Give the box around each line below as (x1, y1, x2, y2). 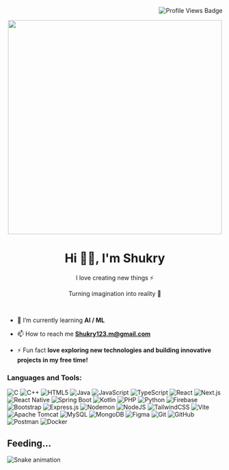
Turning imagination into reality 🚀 (68, 289, 162, 297)
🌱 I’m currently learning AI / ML (16, 316, 105, 324)
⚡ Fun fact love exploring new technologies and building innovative (16, 346, 212, 354)
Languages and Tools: (7, 373, 82, 382)
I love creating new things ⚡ (76, 273, 154, 282)
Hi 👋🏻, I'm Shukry (64, 251, 165, 267)
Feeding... (7, 437, 52, 449)
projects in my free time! (16, 356, 88, 364)
